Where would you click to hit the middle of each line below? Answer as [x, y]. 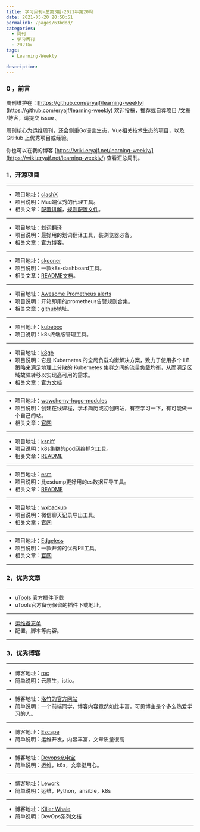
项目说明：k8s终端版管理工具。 [53, 335]
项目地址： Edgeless [39, 541]
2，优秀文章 [24, 578]
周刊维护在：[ [23, 102]
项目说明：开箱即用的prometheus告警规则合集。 [74, 301]
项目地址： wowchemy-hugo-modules [61, 401]
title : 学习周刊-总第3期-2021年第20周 [50, 12]
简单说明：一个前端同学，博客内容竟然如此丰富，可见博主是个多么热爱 [101, 706]
